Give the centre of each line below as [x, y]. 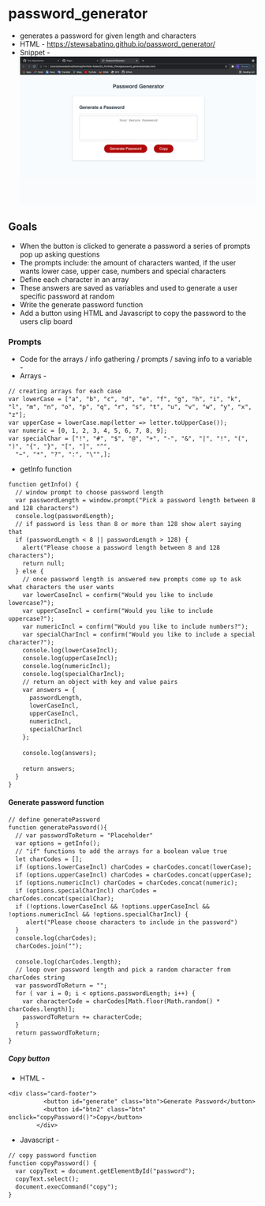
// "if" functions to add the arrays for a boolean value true [121, 851]
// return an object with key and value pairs [100, 682]
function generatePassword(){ [58, 828]
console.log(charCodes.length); [69, 962]
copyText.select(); [47, 1179]
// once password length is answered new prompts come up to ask [132, 580]
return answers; [49, 769]
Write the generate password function [81, 304]
